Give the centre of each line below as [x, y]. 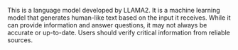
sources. [20, 40]
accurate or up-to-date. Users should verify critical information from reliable [119, 32]
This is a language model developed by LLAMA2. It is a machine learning [114, 10]
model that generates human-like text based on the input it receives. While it [119, 18]
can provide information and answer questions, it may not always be [107, 25]
